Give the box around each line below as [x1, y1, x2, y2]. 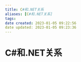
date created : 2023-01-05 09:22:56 [5, 20, 77, 26]
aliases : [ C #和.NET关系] [5, 12, 53, 16]
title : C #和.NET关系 [5, 7, 44, 12]
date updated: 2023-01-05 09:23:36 [5, 25, 77, 30]
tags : [5, 16, 16, 21]
